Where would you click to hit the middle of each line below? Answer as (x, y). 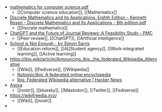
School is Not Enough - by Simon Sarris (50, 43)
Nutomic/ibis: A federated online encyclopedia (64, 75)
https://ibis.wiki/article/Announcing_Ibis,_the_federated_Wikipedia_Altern (83, 59)
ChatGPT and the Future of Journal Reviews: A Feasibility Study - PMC (81, 33)
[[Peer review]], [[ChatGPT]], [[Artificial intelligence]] (70, 38)
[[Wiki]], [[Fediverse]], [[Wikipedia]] (53, 69)
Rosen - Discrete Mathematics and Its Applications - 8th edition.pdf (78, 22)
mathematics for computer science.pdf (49, 7)
